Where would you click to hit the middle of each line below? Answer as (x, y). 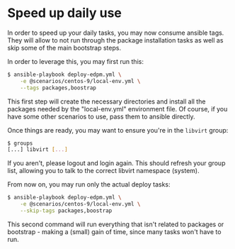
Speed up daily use (64, 13)
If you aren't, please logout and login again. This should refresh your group (116, 163)
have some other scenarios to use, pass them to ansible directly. (101, 116)
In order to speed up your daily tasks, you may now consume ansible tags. (116, 33)
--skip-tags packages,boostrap (66, 211)
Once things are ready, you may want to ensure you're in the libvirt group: (118, 130)
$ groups (20, 143)
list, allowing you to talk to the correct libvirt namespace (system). (103, 171)
